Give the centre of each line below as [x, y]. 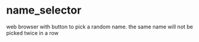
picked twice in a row [32, 33]
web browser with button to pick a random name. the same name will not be [99, 27]
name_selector [44, 10]
